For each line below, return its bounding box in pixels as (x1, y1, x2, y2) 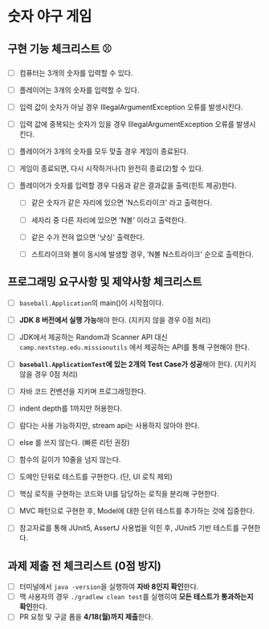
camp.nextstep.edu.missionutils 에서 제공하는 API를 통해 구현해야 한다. (18, 342, 250, 352)
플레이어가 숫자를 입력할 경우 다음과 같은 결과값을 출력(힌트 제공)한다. (18, 181, 237, 190)
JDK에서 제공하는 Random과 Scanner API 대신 (18, 332, 168, 341)
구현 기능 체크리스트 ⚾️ (7, 42, 112, 55)
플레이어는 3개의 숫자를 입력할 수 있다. (18, 85, 140, 95)
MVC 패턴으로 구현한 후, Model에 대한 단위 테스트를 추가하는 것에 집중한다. (18, 506, 255, 516)
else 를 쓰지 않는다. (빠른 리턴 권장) (18, 437, 130, 447)
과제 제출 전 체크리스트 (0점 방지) (7, 559, 162, 573)
